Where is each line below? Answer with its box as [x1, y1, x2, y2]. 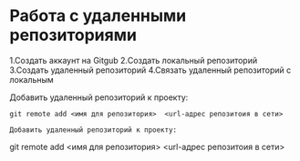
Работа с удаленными [9, 5, 187, 26]
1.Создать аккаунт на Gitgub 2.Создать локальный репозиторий [9, 55, 258, 65]
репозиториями [9, 25, 137, 45]
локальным [9, 74, 55, 85]
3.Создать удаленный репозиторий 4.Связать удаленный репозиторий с [9, 65, 292, 75]
